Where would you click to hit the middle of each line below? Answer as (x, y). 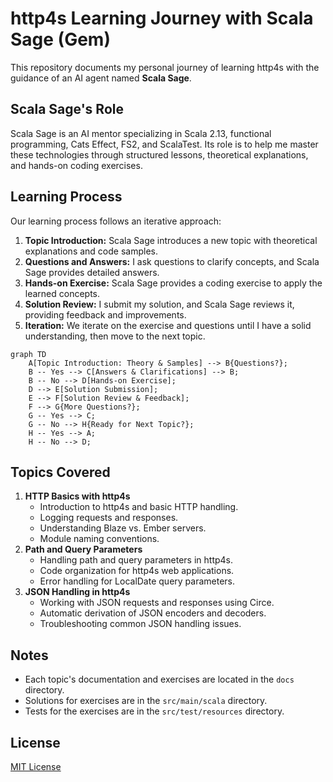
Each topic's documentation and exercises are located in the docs (159, 679)
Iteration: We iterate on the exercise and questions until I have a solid (168, 325)
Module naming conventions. (99, 539)
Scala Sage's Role (67, 109)
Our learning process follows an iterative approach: (116, 221)
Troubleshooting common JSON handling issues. (140, 624)
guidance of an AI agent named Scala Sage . (101, 78)
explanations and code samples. (91, 251)
